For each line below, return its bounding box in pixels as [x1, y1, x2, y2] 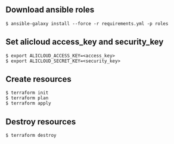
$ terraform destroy [5, 133, 57, 139]
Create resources [5, 74, 72, 84]
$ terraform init [5, 90, 49, 96]
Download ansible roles [5, 5, 95, 15]
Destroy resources [5, 117, 76, 127]
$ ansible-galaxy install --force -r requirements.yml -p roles [5, 20, 169, 26]
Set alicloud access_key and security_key [5, 37, 164, 47]
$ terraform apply [5, 100, 51, 106]
